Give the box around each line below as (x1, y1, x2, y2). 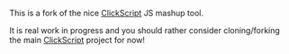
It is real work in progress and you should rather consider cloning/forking (9, 25, 281, 35)
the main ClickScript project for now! (9, 35, 146, 45)
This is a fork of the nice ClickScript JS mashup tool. (9, 8, 204, 18)
